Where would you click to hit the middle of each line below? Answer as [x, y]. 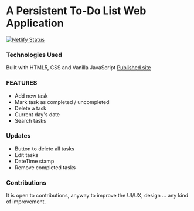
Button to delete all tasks [45, 149]
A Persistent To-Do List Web [76, 11]
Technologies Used [34, 55]
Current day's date [37, 114]
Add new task [31, 96]
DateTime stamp [34, 161]
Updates [18, 136]
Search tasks [30, 120]
